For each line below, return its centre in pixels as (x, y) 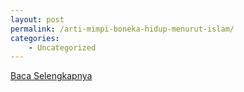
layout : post (37, 19)
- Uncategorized (62, 47)
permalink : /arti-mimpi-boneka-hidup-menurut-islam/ (122, 29)
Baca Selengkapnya (51, 76)
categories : (35, 38)
